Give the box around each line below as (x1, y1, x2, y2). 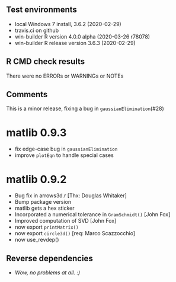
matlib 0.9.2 (6, 172, 67, 186)
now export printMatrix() (14, 223, 79, 230)
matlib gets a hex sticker (14, 204, 75, 212)
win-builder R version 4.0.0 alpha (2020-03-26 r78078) (14, 33, 150, 40)
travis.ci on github (14, 27, 59, 34)
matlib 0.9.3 (6, 126, 67, 139)
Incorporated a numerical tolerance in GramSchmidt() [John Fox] (14, 211, 171, 218)
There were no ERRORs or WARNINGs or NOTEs (6, 72, 124, 79)
